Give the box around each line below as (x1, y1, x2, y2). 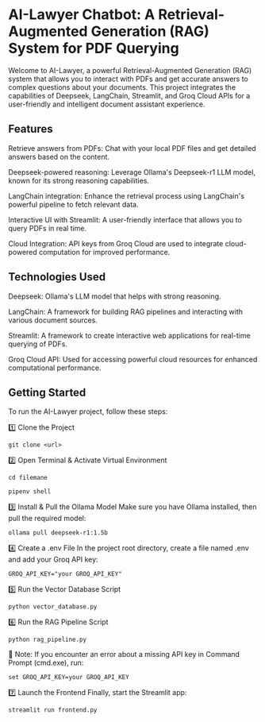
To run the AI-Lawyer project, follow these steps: (8, 407, 168, 416)
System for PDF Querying (8, 40, 180, 57)
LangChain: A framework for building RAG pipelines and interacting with (8, 307, 244, 316)
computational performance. (8, 363, 102, 373)
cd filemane (8, 474, 48, 482)
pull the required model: (8, 514, 86, 523)
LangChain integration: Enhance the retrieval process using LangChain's (8, 191, 244, 200)
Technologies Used (8, 270, 106, 284)
